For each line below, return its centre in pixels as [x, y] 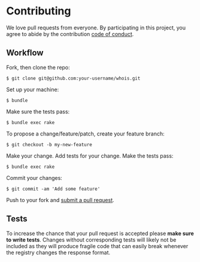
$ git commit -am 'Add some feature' [53, 189]
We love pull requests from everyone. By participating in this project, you [96, 28]
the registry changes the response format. [58, 252]
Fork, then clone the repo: [38, 67]
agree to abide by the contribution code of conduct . [70, 34]
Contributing [39, 11]
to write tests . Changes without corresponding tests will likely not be [91, 240]
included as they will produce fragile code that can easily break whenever [97, 246]
